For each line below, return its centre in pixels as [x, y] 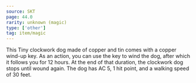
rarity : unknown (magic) [36, 22]
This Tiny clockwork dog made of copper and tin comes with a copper [91, 50]
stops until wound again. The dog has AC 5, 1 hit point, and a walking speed [98, 68]
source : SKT [21, 11]
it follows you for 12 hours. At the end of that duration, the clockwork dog [95, 63]
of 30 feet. [19, 75]
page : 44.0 [19, 17]
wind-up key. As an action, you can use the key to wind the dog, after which [98, 56]
